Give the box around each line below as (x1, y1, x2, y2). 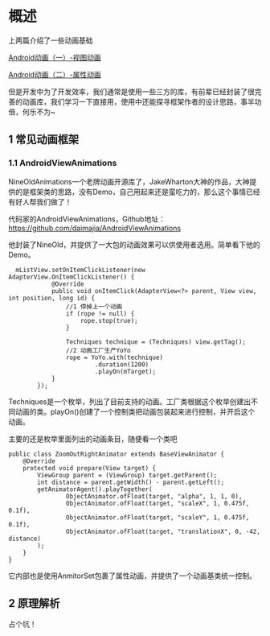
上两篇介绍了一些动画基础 (8, 35, 93, 45)
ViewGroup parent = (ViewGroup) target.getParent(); (37, 471, 218, 479)
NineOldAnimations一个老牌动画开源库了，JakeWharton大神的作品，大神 (8, 176, 250, 186)
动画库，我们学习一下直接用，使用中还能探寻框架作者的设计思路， (22, 97, 241, 106)
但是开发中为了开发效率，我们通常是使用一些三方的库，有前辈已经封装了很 (8, 86, 255, 97)
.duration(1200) (94, 360, 149, 369)
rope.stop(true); (80, 316, 138, 324)
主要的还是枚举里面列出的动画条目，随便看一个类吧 (8, 434, 178, 444)
